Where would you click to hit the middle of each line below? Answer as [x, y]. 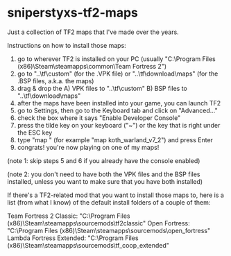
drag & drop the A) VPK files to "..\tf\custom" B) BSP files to [102, 88]
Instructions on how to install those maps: [67, 45]
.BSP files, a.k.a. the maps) [55, 80]
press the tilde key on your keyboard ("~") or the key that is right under [119, 125]
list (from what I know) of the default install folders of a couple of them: [109, 202]
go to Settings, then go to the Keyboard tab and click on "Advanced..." [117, 110]
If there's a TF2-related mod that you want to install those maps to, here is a [115, 195]
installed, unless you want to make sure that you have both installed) [105, 181]
